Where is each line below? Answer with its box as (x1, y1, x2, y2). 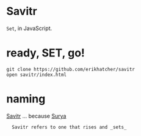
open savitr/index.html (6, 72, 67, 78)
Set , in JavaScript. (6, 25, 52, 32)
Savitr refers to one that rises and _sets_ (12, 124, 127, 130)
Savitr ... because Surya (6, 112, 67, 119)
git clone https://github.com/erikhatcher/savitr (6, 66, 136, 72)
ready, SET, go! (6, 46, 85, 60)
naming (6, 92, 46, 106)
